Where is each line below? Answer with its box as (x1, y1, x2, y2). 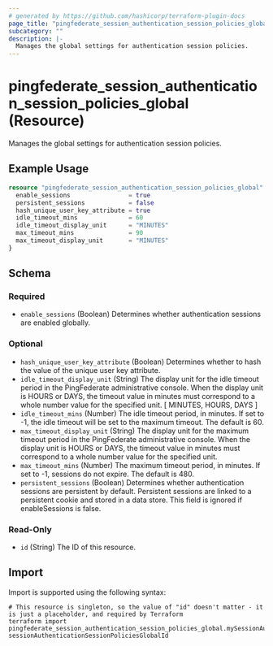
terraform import (8, 617, 67, 626)
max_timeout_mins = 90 (15, 229, 144, 237)
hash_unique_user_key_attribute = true (15, 206, 151, 215)
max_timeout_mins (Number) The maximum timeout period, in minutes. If (19, 460, 261, 470)
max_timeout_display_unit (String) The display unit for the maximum (19, 426, 249, 436)
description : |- (8, 34, 63, 43)
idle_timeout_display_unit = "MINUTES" (15, 221, 169, 230)
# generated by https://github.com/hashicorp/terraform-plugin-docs (8, 11, 245, 20)
